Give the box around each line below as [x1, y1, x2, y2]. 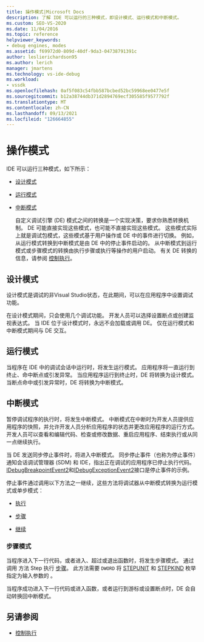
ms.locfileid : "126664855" [6, 116, 75, 122]
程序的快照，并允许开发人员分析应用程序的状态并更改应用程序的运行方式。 [11, 423, 198, 430]
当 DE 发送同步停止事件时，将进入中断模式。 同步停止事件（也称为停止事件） [6, 451, 196, 458]
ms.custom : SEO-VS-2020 [6, 20, 67, 26]
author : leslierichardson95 [6, 54, 78, 60]
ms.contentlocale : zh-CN [6, 104, 69, 111]
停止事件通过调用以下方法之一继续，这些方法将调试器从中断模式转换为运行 [6, 479, 192, 486]
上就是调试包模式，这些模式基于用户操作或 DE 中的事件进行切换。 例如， [15, 232, 197, 239]
